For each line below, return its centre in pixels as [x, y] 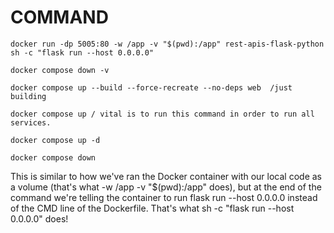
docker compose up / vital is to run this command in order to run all [162, 114]
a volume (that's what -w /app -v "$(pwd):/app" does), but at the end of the [166, 187]
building [28, 96]
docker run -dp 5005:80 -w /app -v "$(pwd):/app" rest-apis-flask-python [167, 44]
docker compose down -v [60, 70]
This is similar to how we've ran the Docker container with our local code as [166, 176]
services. [31, 122]
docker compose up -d [55, 140]
